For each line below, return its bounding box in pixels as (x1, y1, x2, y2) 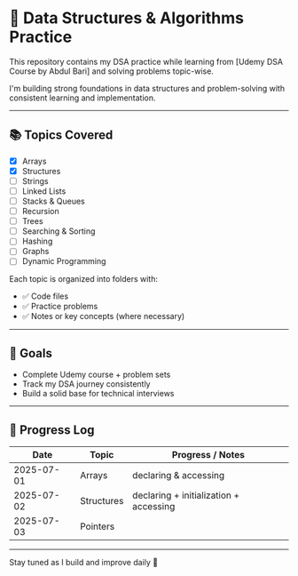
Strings (21, 175, 49, 186)
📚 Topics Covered (9, 128, 114, 143)
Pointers (79, 520, 115, 532)
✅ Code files (21, 291, 69, 301)
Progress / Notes (171, 449, 246, 461)
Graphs (21, 246, 50, 257)
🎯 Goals (9, 346, 53, 361)
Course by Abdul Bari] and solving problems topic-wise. (9, 66, 215, 76)
